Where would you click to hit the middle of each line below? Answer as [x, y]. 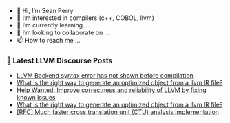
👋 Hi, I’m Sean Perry [45, 11]
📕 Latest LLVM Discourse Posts [60, 60]
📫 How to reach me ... [48, 40]
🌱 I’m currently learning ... [53, 25]
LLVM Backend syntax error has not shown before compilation [105, 76]
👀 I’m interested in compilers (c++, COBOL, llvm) [85, 18]
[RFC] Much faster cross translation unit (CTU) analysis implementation [118, 112]
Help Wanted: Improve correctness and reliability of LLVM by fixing [111, 90]
